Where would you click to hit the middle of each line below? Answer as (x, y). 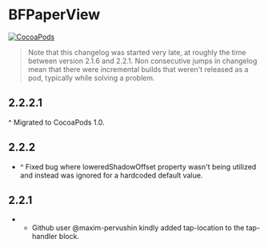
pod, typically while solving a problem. (91, 78)
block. (69, 237)
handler (44, 237)
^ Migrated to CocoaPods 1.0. (57, 122)
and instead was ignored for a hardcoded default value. (111, 175)
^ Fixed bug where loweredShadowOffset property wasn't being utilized (138, 166)
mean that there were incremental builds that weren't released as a (138, 69)
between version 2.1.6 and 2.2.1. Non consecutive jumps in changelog (142, 61)
